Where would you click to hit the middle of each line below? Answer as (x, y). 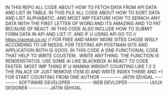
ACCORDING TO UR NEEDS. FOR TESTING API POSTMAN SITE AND (77, 45)
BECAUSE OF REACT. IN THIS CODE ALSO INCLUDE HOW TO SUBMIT (79, 29)
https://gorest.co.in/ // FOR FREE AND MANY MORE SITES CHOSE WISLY (82, 39)
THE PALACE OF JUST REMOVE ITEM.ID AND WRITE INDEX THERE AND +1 (84, 72)
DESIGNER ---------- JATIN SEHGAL (44, 88)
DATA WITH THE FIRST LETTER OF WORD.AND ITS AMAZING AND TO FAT (83, 23)
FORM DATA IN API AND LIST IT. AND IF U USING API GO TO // (71, 34)
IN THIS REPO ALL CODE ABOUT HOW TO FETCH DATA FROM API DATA (81, 7)
